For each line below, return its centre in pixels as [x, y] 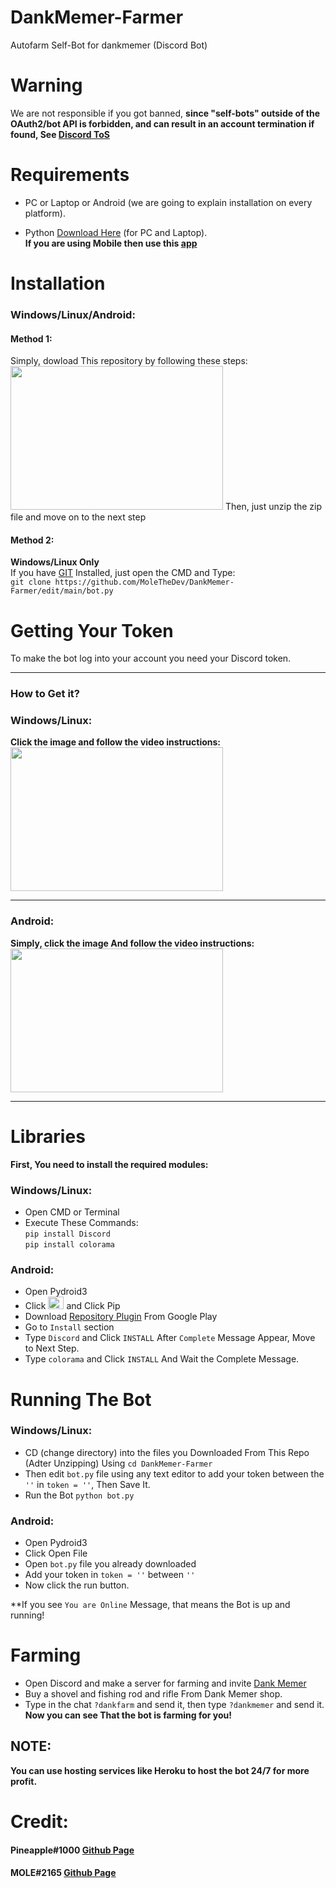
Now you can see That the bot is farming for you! [128, 1715]
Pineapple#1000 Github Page [72, 1850]
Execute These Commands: [81, 1223]
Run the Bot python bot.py [79, 1495]
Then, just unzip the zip [273, 507]
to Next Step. [52, 1348]
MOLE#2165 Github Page [63, 1873]
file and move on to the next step [78, 517]
